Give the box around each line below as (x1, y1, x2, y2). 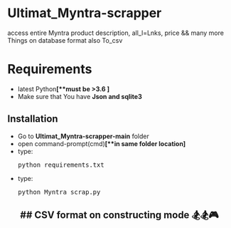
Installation (7, 113, 58, 125)
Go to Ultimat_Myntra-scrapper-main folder (17, 132, 149, 140)
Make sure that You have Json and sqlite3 (17, 92, 142, 100)
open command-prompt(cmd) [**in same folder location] (17, 139, 186, 147)
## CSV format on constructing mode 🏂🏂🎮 (20, 209, 219, 222)
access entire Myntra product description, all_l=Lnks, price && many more (7, 28, 224, 37)
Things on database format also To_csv (7, 36, 123, 44)
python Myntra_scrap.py (17, 187, 101, 196)
